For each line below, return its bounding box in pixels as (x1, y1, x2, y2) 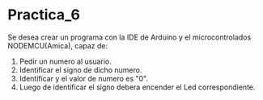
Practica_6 (7, 6, 80, 24)
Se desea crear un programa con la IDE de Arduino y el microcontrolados (7, 32, 252, 42)
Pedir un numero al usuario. (19, 56, 112, 66)
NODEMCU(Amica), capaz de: (7, 40, 108, 50)
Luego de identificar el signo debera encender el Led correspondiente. (19, 82, 256, 92)
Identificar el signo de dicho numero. (19, 65, 142, 74)
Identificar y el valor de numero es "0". (19, 73, 149, 83)
